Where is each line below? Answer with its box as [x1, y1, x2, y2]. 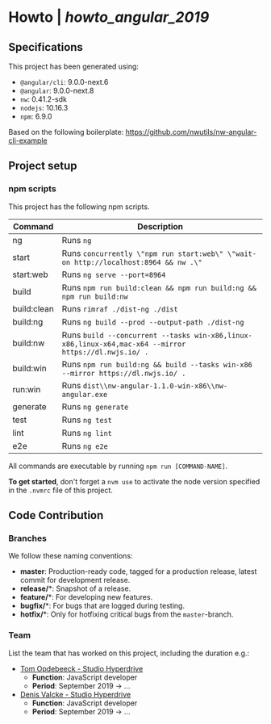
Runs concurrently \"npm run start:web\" [61, 247, 224, 258]
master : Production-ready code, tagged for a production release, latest [19, 567, 257, 576]
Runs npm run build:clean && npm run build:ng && [61, 282, 256, 293]
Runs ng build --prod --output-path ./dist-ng [61, 316, 244, 327]
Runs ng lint [61, 427, 113, 438]
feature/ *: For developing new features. [19, 592, 153, 602]
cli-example [8, 136, 48, 145]
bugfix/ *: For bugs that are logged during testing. [19, 601, 186, 611]
